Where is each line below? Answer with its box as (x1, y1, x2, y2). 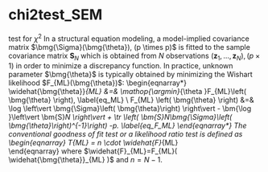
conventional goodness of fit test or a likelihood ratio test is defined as (8, 129, 243, 139)
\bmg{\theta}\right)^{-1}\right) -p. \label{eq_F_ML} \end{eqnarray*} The (8, 121, 247, 130)
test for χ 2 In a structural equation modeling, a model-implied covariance (8, 32, 249, 43)
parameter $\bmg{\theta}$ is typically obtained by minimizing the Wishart (8, 70, 254, 80)
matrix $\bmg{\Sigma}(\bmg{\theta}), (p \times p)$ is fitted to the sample (8, 42, 251, 51)
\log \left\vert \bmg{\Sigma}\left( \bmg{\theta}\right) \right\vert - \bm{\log (8, 104, 252, 113)
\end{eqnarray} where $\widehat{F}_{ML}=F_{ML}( (8, 146, 178, 156)
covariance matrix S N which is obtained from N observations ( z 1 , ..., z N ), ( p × (8, 51, 261, 62)
